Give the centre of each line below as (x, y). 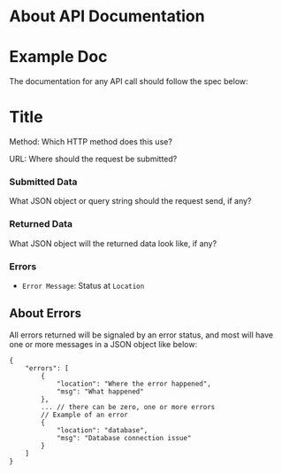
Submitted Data (43, 182)
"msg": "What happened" (100, 392)
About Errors (46, 313)
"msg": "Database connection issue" (124, 438)
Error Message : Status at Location (83, 285)
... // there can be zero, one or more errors (128, 407)
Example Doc (58, 57)
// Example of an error (84, 415)
